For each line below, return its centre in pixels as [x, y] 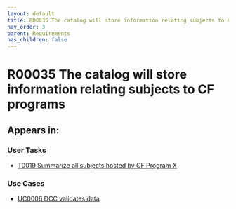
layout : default [31, 14]
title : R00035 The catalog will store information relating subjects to [116, 20]
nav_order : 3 [26, 27]
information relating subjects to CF [111, 89]
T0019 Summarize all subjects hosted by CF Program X [97, 165]
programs [36, 104]
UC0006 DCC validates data [58, 199]
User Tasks [27, 150]
